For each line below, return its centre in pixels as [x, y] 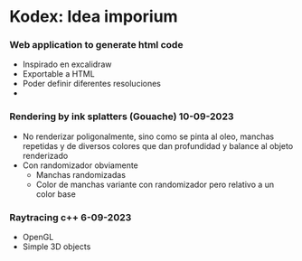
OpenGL [38, 238]
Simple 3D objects [57, 247]
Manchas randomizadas [81, 174]
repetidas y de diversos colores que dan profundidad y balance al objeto [158, 145]
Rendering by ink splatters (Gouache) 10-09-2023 [122, 117]
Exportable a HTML [58, 74]
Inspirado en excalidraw [67, 64]
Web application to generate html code [96, 45]
